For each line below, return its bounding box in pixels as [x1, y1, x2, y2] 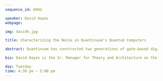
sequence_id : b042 [5, 7, 42, 12]
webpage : [5, 20, 23, 25]
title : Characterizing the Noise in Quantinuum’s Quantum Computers [5, 38, 147, 43]
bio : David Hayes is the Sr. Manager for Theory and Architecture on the [5, 55, 158, 61]
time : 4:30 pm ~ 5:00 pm [5, 68, 55, 73]
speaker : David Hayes [5, 16, 49, 21]
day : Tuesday [5, 64, 32, 69]
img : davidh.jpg [5, 29, 38, 34]
